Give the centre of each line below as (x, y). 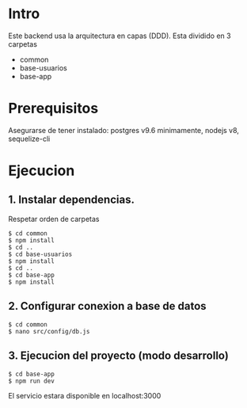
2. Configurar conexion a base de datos (108, 306)
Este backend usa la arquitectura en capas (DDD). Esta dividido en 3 (120, 36)
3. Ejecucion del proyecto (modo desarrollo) (119, 356)
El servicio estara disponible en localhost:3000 (85, 395)
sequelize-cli (29, 139)
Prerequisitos (53, 109)
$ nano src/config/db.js (49, 331)
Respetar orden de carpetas (54, 219)
